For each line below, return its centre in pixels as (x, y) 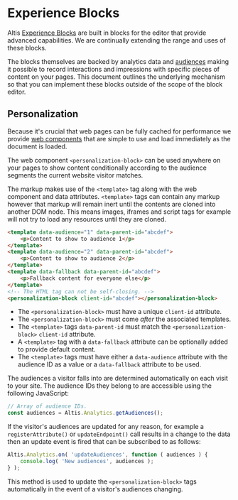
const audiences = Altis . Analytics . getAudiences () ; (85, 413)
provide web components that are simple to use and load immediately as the (119, 138)
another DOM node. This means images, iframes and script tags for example (119, 212)
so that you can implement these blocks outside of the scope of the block (115, 84)
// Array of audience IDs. (47, 406)
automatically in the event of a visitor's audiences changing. (95, 489)
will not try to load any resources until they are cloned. (87, 219)
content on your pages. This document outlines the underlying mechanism (117, 77)
